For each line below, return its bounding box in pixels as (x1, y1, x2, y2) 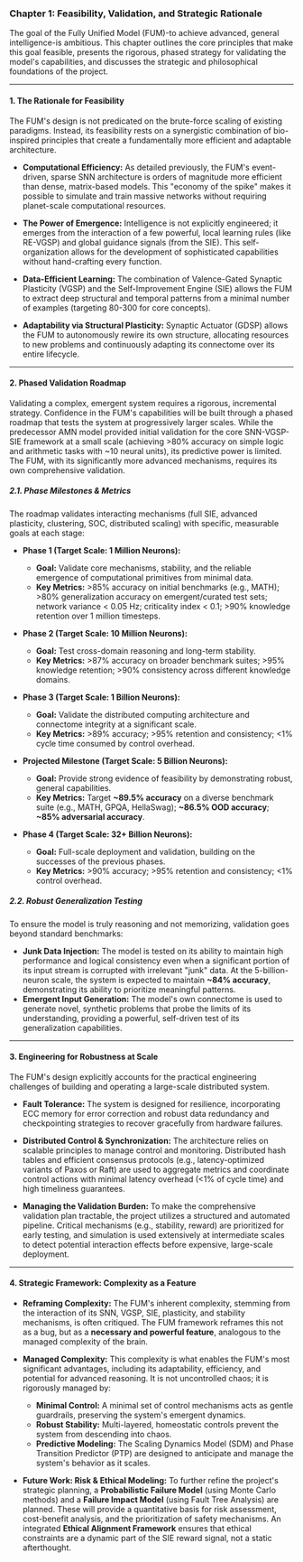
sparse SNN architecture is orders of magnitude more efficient (50, 171, 282, 182)
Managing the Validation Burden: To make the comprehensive (22, 1200, 257, 1212)
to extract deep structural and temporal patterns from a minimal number (22, 293, 290, 303)
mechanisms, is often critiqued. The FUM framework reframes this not (22, 1317, 284, 1328)
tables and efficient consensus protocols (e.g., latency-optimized (22, 1154, 264, 1165)
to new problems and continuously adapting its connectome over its (22, 339, 275, 349)
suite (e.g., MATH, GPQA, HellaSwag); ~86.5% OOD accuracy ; (35, 802, 270, 813)
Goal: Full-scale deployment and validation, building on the (35, 846, 255, 857)
